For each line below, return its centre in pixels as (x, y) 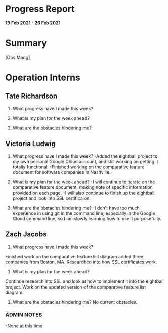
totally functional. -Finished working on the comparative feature (78, 167)
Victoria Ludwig (31, 144)
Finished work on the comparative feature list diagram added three (74, 256)
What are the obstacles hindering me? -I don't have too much (76, 208)
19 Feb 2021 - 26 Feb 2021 (33, 23)
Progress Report (40, 9)
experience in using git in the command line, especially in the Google (84, 213)
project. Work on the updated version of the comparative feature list (76, 287)
